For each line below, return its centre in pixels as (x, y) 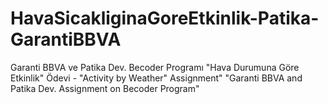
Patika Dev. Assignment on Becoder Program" (105, 88)
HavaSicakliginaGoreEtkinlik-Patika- (165, 18)
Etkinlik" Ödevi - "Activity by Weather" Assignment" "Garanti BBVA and (156, 78)
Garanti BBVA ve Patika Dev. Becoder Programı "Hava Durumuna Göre (155, 67)
